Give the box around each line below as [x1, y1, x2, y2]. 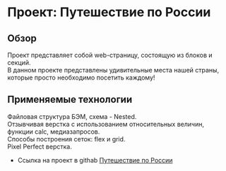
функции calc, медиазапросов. [7, 127, 100, 136]
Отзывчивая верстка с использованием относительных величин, [7, 120, 205, 128]
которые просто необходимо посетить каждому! [7, 73, 155, 82]
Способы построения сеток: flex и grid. [7, 134, 126, 143]
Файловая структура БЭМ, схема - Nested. [7, 112, 137, 120]
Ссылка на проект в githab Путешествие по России [17, 156, 173, 164]
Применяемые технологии [7, 94, 133, 106]
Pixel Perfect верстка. [7, 142, 72, 151]
